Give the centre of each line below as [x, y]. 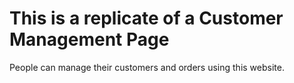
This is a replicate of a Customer [146, 18]
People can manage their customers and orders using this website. [147, 67]
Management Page [89, 39]
